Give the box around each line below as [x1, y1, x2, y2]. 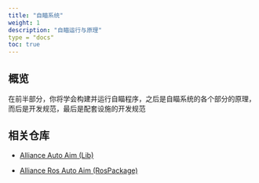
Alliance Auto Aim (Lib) [19, 150, 94, 159]
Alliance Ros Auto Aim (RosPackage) [19, 166, 139, 175]
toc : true [8, 41, 41, 49]
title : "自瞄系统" [8, 11, 64, 20]
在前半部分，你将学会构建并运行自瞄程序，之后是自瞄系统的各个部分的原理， [8, 93, 256, 103]
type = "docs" [8, 33, 55, 42]
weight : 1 [8, 19, 41, 27]
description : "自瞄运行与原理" [8, 26, 102, 34]
